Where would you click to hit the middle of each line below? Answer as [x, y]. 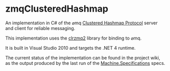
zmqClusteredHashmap [57, 9]
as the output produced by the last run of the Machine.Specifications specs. [85, 63]
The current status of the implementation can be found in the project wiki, [83, 58]
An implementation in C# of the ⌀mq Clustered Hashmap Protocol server [81, 23]
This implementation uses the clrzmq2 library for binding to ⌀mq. [74, 38]
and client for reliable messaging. [40, 28]
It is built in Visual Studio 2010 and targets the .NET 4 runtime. [70, 48]
